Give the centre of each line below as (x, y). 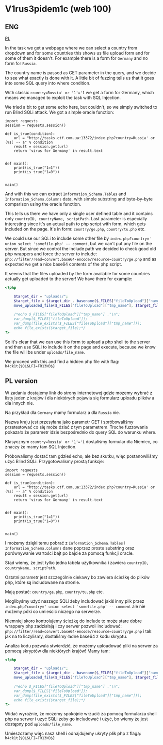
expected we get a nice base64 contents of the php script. (64, 264)
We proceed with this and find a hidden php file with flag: (62, 361)
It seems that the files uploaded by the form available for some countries (78, 273)
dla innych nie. (20, 403)
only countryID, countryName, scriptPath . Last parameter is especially (76, 219)
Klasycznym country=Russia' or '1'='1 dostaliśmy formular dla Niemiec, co (81, 441)
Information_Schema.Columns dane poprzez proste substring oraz (70, 548)
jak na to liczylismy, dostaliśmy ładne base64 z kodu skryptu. (66, 636)
